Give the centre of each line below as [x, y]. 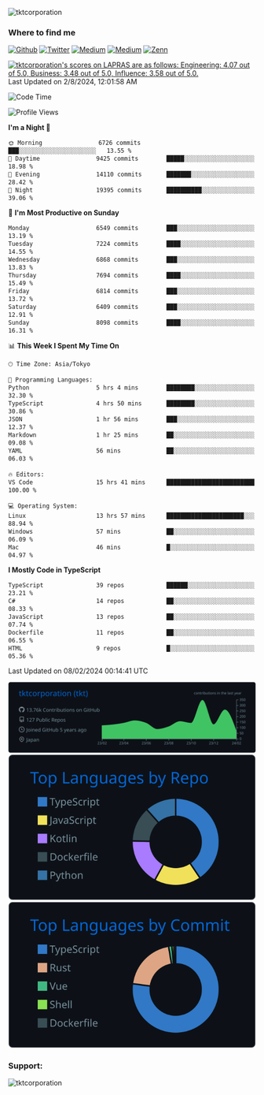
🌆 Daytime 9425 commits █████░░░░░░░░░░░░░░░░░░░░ [132, 159]
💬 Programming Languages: [50, 380]
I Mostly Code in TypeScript [54, 570]
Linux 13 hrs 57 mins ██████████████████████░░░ [132, 516]
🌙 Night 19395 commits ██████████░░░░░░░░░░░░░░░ [132, 190]
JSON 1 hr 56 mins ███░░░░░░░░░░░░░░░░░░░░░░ [132, 419]
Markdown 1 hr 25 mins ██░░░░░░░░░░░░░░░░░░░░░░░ [132, 435]
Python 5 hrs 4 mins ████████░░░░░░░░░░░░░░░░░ [132, 388]
